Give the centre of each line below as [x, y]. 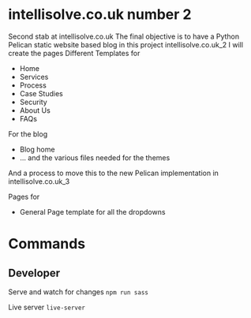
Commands [47, 244]
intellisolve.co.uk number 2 [100, 15]
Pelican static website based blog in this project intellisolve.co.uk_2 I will [126, 44]
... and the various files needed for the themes [95, 157]
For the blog [28, 134]
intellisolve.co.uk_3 [39, 181]
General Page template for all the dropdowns [92, 211]
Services [34, 77]
